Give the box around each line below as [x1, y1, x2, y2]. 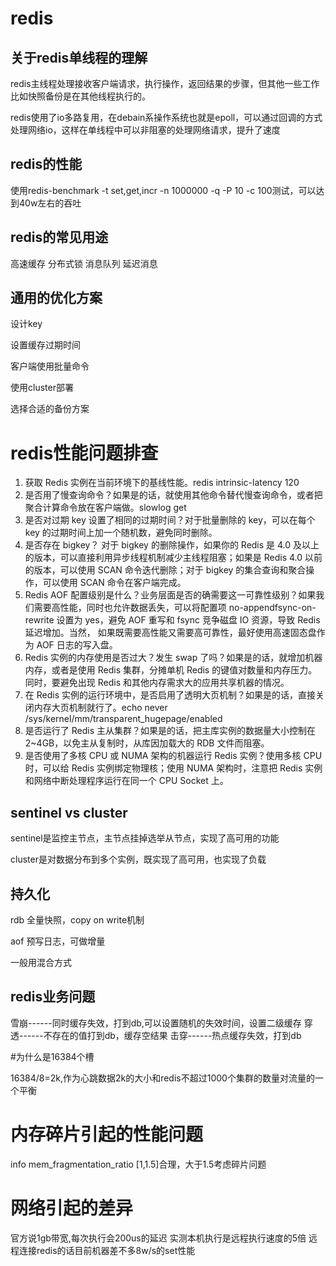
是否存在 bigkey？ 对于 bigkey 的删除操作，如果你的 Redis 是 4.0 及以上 [24, 539, 320, 551]
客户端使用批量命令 [10, 360, 90, 372]
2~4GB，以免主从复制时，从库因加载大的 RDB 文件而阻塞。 [24, 737, 270, 749]
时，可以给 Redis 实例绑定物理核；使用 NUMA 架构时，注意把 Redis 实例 [24, 762, 323, 774]
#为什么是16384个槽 [10, 1050, 95, 1062]
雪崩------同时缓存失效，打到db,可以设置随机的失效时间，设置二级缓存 [10, 1017, 302, 1029]
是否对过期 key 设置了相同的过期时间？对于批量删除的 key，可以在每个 [24, 514, 316, 526]
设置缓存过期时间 [10, 339, 81, 351]
